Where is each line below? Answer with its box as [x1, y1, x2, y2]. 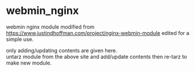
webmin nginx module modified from [6, 23, 95, 30]
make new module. [6, 59, 52, 66]
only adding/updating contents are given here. [6, 47, 118, 54]
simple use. [6, 35, 34, 42]
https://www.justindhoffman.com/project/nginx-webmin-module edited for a [6, 29, 190, 36]
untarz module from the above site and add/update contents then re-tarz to [6, 53, 187, 60]
